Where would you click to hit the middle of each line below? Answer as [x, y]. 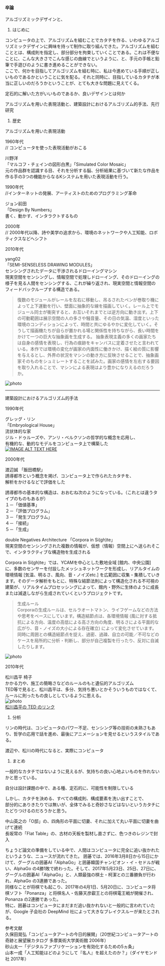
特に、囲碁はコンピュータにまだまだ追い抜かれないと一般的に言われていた [80, 906]
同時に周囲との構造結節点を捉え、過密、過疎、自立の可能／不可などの [88, 635]
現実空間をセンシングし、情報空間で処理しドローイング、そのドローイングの [82, 277]
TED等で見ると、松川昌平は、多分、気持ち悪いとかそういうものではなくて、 [82, 689]
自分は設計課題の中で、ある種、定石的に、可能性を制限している [69, 788]
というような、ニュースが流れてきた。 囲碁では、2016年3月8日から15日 [78, 856]
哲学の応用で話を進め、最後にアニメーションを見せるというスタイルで [84, 734]
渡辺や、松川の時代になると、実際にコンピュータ [55, 751]
